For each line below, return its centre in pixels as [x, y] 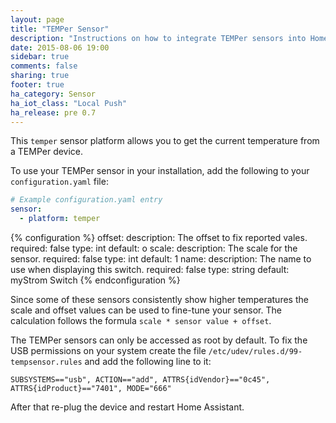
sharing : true [40, 76]
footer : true [37, 85]
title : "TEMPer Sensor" [60, 29]
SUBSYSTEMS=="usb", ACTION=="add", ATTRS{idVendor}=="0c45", [140, 380]
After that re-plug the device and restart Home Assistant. [127, 407]
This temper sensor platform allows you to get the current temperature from [165, 141]
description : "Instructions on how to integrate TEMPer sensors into [158, 38]
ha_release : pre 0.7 [53, 112]
